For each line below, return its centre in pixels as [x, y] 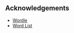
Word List [22, 25]
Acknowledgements [37, 8]
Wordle [20, 20]
